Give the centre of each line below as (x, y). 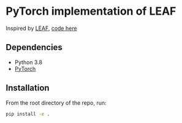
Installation (28, 88)
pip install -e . (28, 114)
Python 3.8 (28, 62)
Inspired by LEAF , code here (41, 28)
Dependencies (34, 47)
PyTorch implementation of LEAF (91, 11)
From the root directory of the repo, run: (56, 103)
